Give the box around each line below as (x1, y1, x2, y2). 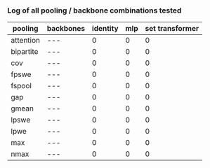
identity (91, 24, 119, 34)
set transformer (145, 24, 199, 34)
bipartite (11, 47, 39, 57)
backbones (46, 24, 86, 34)
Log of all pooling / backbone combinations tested (7, 6, 182, 15)
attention (11, 36, 41, 45)
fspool (11, 81, 32, 91)
